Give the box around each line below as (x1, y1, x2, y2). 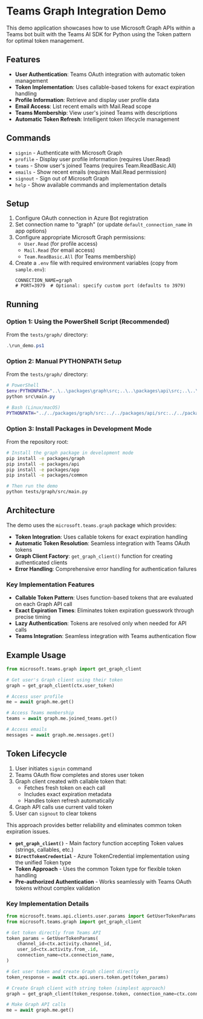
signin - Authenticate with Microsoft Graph (14, 149, 123, 156)
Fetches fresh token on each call (24, 784, 106, 791)
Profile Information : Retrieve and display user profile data (14, 96, 159, 103)
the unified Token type (14, 858, 71, 866)
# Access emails (6, 726, 47, 733)
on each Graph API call (14, 601, 72, 608)
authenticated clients (14, 558, 68, 566)
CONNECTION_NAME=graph (14, 278, 72, 284)
